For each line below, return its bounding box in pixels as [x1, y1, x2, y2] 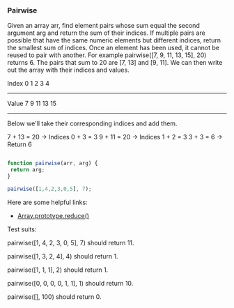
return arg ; [10, 167, 45, 174]
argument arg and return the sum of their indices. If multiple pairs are [7, 29, 205, 37]
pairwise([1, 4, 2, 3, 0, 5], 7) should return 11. [7, 238, 134, 247]
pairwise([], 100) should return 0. [7, 292, 102, 301]
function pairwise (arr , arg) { [7, 160, 98, 167]
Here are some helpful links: [7, 198, 88, 206]
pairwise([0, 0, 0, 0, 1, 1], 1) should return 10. [7, 279, 134, 287]
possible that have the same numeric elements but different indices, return [7, 36, 221, 45]
